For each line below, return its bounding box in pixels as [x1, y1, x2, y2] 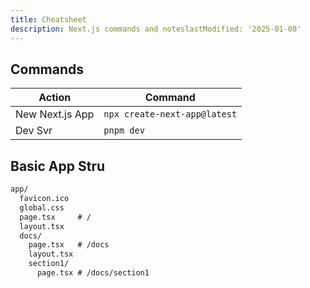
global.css [19, 202, 65, 213]
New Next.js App [15, 107, 95, 121]
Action [38, 91, 72, 105]
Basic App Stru [10, 157, 106, 175]
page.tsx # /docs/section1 [36, 268, 150, 278]
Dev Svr [15, 124, 53, 138]
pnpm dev [103, 125, 145, 136]
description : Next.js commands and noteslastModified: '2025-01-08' [10, 24, 302, 34]
